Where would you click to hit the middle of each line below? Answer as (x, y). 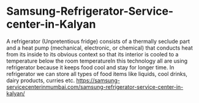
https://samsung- (98, 80)
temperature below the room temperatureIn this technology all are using (97, 61)
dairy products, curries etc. (41, 80)
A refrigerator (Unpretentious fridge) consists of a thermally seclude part (98, 41)
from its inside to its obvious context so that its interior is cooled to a (92, 54)
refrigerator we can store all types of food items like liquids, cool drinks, (97, 74)
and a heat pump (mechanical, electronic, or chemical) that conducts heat (99, 48)
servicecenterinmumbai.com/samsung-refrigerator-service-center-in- (95, 86)
